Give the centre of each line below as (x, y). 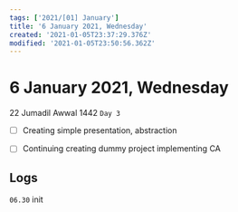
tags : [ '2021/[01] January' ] (64, 18)
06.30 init (26, 199)
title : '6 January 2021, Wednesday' (78, 26)
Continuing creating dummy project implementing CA (122, 149)
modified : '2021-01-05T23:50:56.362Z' (82, 43)
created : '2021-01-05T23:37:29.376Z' (81, 34)
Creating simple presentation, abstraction (100, 130)
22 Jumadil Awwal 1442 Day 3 (65, 113)
